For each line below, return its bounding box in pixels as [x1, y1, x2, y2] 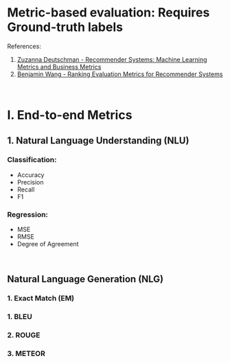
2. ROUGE [7, 331, 41, 340]
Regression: [7, 209, 49, 219]
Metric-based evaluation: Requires [7, 5, 210, 21]
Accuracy [16, 170, 45, 179]
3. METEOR [7, 349, 46, 358]
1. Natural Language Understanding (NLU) [7, 134, 189, 146]
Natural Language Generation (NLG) [7, 273, 164, 285]
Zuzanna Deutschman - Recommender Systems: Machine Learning [16, 55, 207, 63]
